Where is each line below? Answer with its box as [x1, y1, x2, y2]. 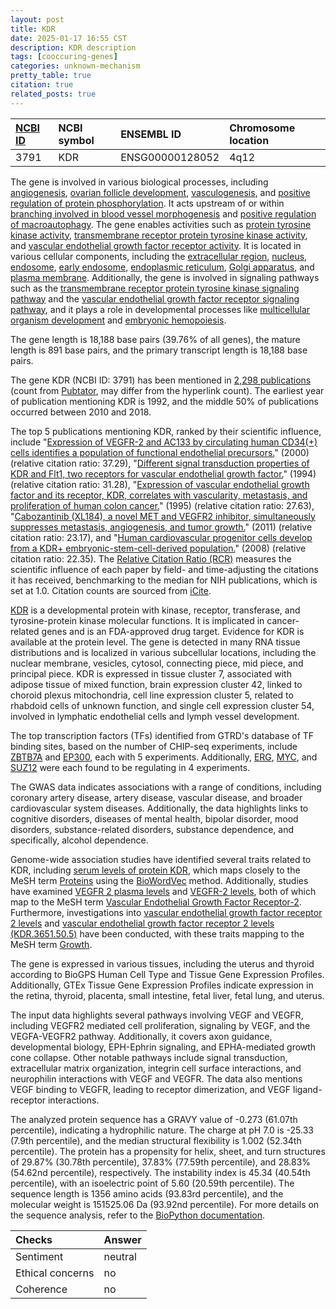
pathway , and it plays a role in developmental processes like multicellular [10, 303, 311, 315]
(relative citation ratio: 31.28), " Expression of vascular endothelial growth [10, 478, 310, 490]
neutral [103, 1249, 137, 1263]
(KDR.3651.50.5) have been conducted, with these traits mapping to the [10, 927, 305, 940]
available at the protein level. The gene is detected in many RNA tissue [10, 636, 301, 648]
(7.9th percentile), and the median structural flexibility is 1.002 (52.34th [10, 1134, 302, 1146]
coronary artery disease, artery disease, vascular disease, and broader [10, 791, 303, 803]
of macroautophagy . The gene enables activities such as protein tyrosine [10, 218, 312, 230]
